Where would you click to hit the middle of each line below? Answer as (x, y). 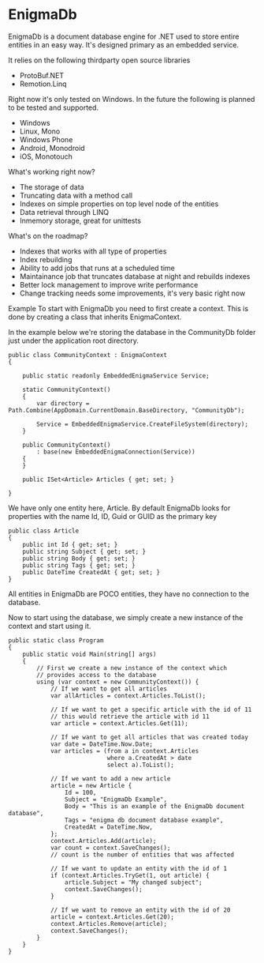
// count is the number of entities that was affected (142, 855)
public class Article (44, 531)
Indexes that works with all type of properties (93, 251)
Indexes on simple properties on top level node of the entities (119, 204)
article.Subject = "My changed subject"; (133, 882)
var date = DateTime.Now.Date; (102, 744)
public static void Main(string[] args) (89, 654)
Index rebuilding (46, 259)
